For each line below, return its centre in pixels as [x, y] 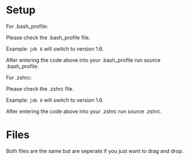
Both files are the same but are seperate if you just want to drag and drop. [95, 151]
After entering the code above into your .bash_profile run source [83, 60]
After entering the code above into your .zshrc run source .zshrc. [84, 111]
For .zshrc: [19, 77]
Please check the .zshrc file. [40, 88]
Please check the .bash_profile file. [48, 37]
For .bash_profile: [27, 26]
